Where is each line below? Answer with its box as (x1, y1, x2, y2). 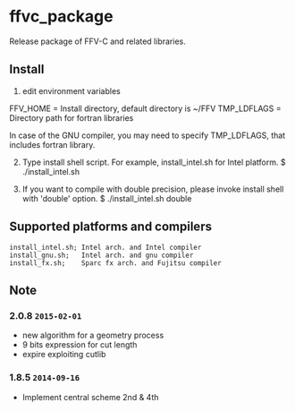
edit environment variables (21, 85, 121, 96)
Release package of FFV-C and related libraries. (9, 36, 186, 47)
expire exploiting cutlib (21, 349, 106, 360)
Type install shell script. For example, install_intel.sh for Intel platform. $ (21, 157, 286, 167)
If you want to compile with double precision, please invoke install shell (21, 184, 284, 194)
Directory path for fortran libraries (9, 112, 134, 123)
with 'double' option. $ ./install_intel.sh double (21, 193, 192, 203)
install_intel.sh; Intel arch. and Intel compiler (9, 243, 202, 252)
